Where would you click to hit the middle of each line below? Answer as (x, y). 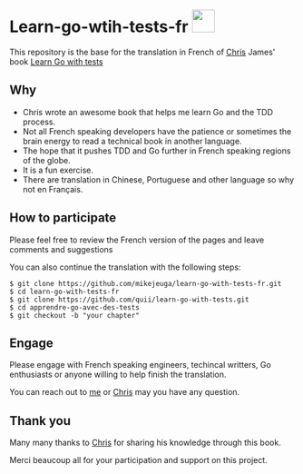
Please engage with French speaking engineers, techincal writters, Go (141, 365)
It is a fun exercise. (58, 170)
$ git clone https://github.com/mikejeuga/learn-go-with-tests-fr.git (146, 283)
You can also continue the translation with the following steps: (125, 267)
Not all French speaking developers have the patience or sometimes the (157, 131)
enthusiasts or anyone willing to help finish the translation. (118, 375)
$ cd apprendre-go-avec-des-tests (75, 307)
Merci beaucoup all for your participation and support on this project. (138, 460)
